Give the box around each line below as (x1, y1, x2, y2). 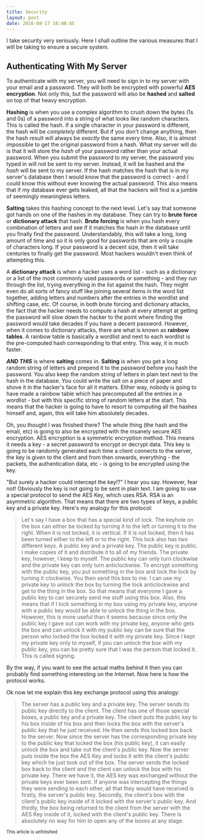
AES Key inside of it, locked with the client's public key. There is (21, 811, 181, 818)
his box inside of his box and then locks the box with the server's (21, 720, 185, 727)
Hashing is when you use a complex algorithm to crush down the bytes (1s (6, 109, 194, 116)
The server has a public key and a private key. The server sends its (21, 700, 190, 708)
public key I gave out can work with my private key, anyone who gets (21, 620, 195, 627)
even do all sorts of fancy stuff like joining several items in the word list (6, 288, 184, 295)
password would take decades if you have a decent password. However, (6, 320, 189, 327)
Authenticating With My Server (6, 61, 128, 71)
